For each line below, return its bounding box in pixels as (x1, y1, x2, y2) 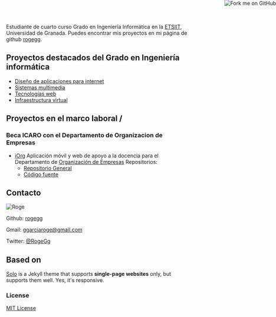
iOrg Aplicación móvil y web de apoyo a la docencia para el (14, 152, 159, 159)
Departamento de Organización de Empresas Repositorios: (14, 158, 158, 165)
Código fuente (23, 171, 59, 178)
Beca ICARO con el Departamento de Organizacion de (6, 131, 163, 140)
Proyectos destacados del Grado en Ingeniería (6, 53, 180, 63)
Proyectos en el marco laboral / (6, 114, 123, 124)
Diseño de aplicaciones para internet (14, 77, 104, 85)
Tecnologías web (14, 90, 57, 97)
